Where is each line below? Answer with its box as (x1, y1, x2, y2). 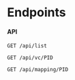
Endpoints (7, 5, 66, 20)
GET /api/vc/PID (7, 54, 53, 62)
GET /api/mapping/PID (7, 66, 69, 73)
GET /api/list (7, 43, 48, 49)
